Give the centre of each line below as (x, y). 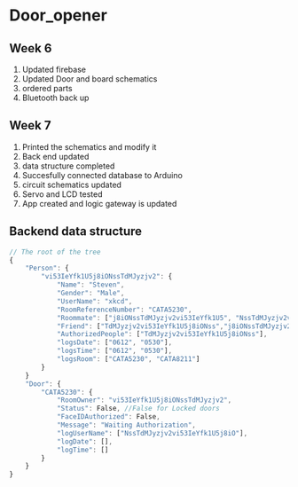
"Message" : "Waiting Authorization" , (126, 425)
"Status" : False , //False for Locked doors (138, 409)
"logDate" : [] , (85, 441)
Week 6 (31, 48)
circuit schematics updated (72, 185)
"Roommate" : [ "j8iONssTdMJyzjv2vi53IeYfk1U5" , (144, 318)
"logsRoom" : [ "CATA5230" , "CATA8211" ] (128, 359)
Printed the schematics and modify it (89, 146)
